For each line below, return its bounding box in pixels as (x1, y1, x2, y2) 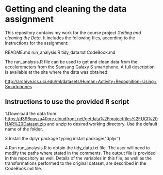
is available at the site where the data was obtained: (5, 69, 109, 75)
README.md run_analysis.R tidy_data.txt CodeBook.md (5, 49, 115, 55)
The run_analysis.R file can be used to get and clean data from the (5, 59, 138, 64)
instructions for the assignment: (5, 40, 69, 46)
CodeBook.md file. (5, 165, 42, 171)
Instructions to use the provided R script (5, 98, 130, 106)
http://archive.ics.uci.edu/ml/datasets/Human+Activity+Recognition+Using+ (5, 79, 157, 84)
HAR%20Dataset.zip (5, 121, 46, 127)
